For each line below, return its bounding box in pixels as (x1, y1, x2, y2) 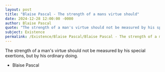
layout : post (5, 7, 32, 12)
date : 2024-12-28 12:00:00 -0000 (5, 16, 74, 21)
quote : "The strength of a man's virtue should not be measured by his (5, 25, 155, 30)
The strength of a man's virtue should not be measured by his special (5, 47, 146, 54)
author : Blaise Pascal (5, 20, 52, 26)
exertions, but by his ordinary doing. (5, 53, 79, 58)
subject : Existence (5, 30, 45, 35)
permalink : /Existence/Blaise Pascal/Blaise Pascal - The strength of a (5, 35, 157, 39)
